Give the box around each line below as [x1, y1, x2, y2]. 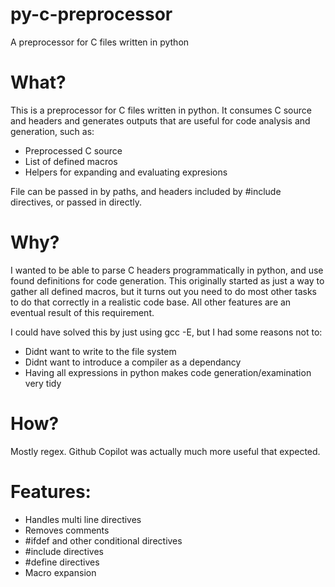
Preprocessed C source [24, 144, 123, 157]
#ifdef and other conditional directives [24, 534, 183, 547]
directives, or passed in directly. [10, 196, 142, 208]
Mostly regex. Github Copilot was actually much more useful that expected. [10, 445, 321, 457]
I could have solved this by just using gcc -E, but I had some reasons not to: [10, 326, 323, 338]
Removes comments [24, 524, 110, 536]
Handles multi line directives [24, 513, 142, 525]
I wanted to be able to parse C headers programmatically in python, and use [10, 264, 324, 276]
